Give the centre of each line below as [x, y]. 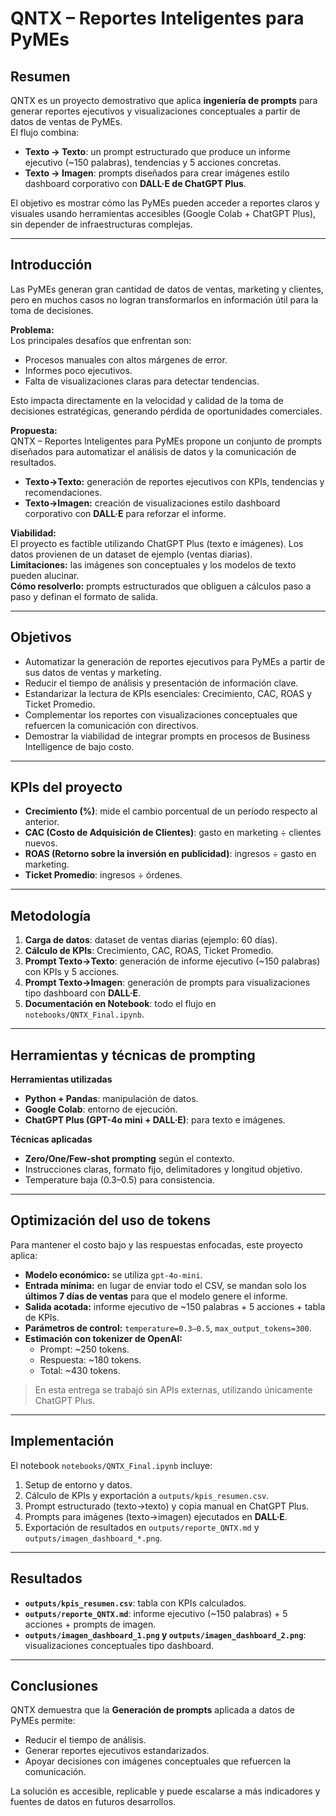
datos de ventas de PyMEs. [66, 121]
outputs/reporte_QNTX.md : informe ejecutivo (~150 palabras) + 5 [156, 1613]
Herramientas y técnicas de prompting [133, 1055]
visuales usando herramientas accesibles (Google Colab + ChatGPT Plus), [163, 213]
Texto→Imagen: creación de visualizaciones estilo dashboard [152, 503]
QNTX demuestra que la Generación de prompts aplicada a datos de [152, 1710]
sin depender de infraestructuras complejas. [101, 224]
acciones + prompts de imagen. [90, 1624]
